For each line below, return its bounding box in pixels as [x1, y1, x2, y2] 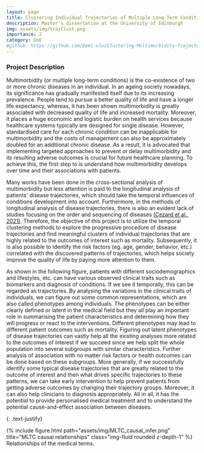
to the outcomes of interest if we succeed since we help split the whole [6, 339, 185, 346]
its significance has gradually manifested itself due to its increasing [6, 89, 175, 97]
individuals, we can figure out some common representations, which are [6, 294, 187, 301]
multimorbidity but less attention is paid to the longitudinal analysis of [6, 185, 180, 192]
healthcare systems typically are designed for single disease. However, [6, 122, 185, 129]
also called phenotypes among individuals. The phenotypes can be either [6, 300, 190, 307]
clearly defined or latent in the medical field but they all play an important [6, 307, 189, 314]
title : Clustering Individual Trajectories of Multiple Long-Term [6, 15, 178, 21]
